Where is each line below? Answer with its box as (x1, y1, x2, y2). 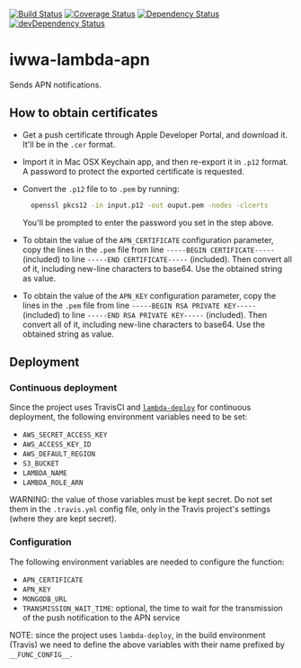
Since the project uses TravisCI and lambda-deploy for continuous (9, 402, 252, 413)
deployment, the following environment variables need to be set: (9, 411, 248, 422)
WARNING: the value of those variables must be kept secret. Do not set (9, 494, 273, 505)
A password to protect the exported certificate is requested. (22, 166, 245, 176)
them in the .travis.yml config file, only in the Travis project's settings (9, 504, 271, 515)
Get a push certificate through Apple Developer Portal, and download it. (22, 129, 288, 140)
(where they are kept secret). (9, 513, 117, 524)
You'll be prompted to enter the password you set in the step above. (22, 217, 274, 228)
